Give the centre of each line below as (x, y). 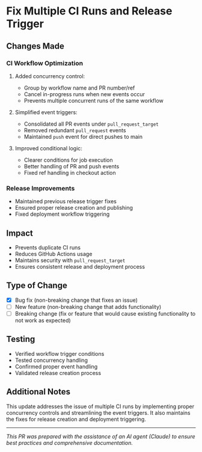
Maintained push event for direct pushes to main (83, 136)
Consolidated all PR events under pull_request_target (91, 124)
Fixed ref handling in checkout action (70, 173)
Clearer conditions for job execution (68, 160)
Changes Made (35, 46)
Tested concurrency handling (51, 360)
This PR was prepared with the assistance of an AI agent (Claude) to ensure (101, 436)
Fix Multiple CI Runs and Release (89, 11)
